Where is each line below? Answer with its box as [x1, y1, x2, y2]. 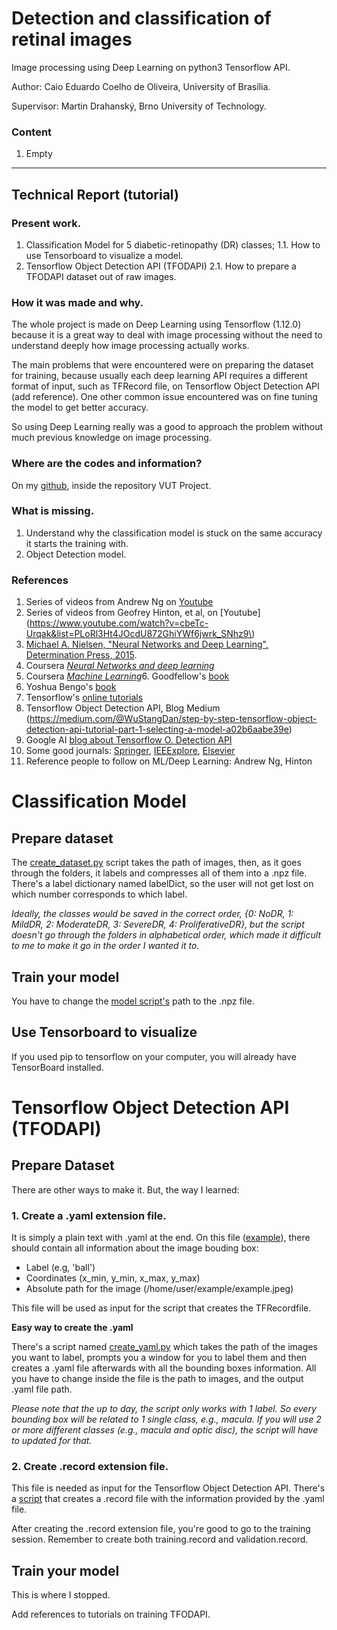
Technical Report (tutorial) [11, 186, 179, 203]
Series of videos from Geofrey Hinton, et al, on [25, 607, 218, 619]
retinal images [11, 28, 133, 51]
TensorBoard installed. [11, 1061, 104, 1073]
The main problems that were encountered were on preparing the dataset [11, 359, 314, 371]
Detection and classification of [11, 7, 272, 30]
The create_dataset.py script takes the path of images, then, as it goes [11, 857, 302, 869]
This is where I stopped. [11, 1589, 111, 1601]
